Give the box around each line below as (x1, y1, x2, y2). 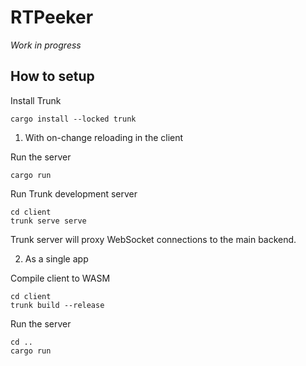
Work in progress (10, 39, 82, 51)
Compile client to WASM (10, 272, 111, 284)
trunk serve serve (10, 216, 87, 226)
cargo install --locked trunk (10, 114, 137, 124)
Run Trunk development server (10, 187, 138, 200)
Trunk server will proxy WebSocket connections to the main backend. (10, 233, 297, 245)
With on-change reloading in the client (24, 131, 184, 143)
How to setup (10, 68, 95, 85)
